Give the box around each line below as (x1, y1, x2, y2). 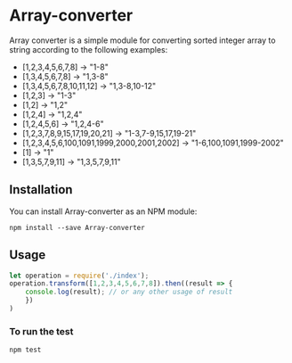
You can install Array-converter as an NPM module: (9, 206, 198, 217)
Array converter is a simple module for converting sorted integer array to (9, 35, 276, 45)
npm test (9, 345, 42, 355)
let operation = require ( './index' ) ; (9, 271, 150, 280)
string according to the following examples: (9, 44, 168, 54)
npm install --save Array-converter (9, 223, 145, 232)
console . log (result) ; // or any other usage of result (25, 287, 233, 297)
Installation (9, 182, 73, 197)
